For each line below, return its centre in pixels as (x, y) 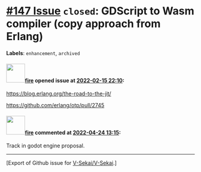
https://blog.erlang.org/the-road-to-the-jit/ (59, 93)
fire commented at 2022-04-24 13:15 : (73, 132)
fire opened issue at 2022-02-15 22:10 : (74, 80)
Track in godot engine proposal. (45, 146)
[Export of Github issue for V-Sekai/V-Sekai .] (62, 163)
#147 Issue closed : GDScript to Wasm (100, 11)
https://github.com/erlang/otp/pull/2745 (55, 105)
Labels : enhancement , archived (43, 53)
